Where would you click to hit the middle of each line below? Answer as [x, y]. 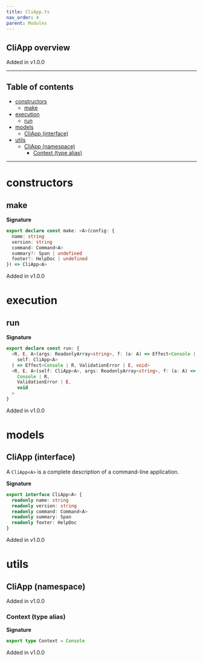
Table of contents [40, 87]
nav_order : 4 [23, 18]
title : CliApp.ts [28, 12]
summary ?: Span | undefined [47, 253]
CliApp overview [38, 47]
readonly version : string [44, 506]
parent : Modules [27, 23]
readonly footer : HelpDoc [44, 523]
